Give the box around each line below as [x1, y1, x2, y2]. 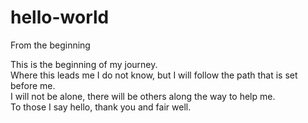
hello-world [10, 6, 110, 29]
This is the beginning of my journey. [10, 58, 158, 70]
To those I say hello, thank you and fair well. [10, 101, 192, 113]
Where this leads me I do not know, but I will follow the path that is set [10, 69, 298, 81]
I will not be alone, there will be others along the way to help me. [10, 90, 276, 102]
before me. [10, 79, 56, 91]
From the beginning [10, 39, 91, 51]
